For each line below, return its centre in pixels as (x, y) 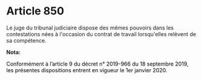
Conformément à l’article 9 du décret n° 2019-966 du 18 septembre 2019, (97, 64)
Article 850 (35, 11)
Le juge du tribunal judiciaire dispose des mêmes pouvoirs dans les (90, 28)
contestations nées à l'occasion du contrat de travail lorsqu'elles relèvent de (101, 34)
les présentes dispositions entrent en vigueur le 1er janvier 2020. (87, 70)
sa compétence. (26, 40)
